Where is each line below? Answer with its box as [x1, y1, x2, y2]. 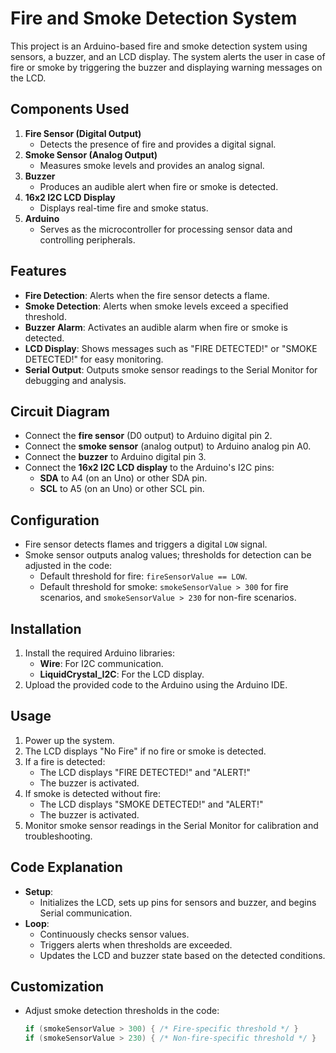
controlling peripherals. [39, 233, 136, 246]
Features [10, 263, 67, 280]
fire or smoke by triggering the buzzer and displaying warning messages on [10, 61, 323, 73]
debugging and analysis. [24, 374, 127, 386]
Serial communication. [39, 907, 133, 919]
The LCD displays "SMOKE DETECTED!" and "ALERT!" [39, 798, 264, 810]
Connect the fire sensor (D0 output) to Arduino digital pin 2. [24, 430, 273, 442]
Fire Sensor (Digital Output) [24, 127, 142, 139]
